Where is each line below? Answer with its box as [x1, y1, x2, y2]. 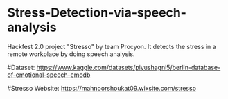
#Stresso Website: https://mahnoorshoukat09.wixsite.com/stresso [7, 84, 196, 92]
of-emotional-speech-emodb [7, 71, 91, 79]
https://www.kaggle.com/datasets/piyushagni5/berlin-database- [36, 63, 221, 71]
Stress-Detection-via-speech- [7, 5, 187, 21]
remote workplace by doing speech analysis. [7, 50, 135, 58]
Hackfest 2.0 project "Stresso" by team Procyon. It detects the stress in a [7, 42, 216, 51]
